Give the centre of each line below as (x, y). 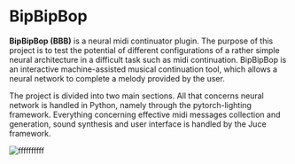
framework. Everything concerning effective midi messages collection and (145, 114)
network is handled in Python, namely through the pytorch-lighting (131, 105)
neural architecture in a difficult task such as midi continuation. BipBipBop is (148, 59)
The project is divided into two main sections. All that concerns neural (136, 96)
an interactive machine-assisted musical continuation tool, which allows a (143, 69)
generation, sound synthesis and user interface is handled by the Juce (138, 124)
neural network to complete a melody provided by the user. (117, 78)
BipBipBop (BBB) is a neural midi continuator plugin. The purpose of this (141, 41)
